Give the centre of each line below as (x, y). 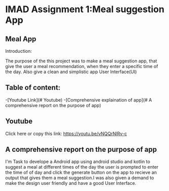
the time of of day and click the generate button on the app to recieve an (81, 172)
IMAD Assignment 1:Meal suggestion (85, 9)
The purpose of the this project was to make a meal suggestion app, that (81, 61)
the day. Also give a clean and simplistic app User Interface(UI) (71, 72)
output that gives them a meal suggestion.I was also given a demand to (80, 178)
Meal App (21, 39)
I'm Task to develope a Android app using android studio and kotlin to (78, 162)
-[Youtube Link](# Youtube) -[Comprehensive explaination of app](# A (79, 100)
